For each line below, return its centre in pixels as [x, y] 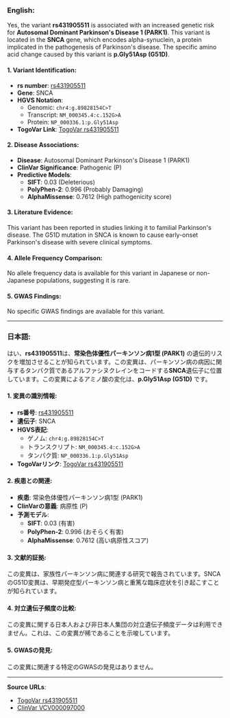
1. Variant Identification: [42, 70]
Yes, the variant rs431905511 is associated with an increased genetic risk [111, 25]
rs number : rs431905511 [51, 85]
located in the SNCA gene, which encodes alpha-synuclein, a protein [104, 40]
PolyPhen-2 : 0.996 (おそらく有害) [76, 532]
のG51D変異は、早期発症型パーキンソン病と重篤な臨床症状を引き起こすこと [113, 583]
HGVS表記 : [33, 429]
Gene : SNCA [35, 93]
